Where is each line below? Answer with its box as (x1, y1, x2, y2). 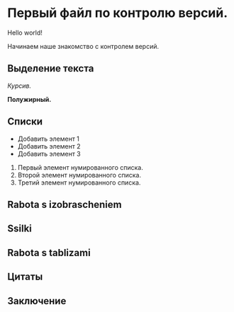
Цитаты (7, 271, 43, 283)
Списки (7, 115, 43, 128)
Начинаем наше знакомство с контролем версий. (7, 42, 160, 50)
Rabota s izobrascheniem (7, 198, 122, 210)
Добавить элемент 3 (17, 149, 82, 158)
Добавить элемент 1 (17, 134, 80, 143)
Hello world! (7, 28, 43, 37)
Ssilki (7, 223, 32, 235)
